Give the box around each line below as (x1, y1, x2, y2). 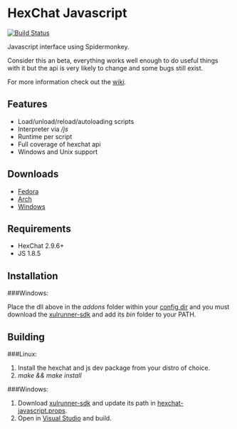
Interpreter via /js (17, 125, 69, 133)
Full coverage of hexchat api (17, 140, 101, 148)
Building (7, 331, 45, 343)
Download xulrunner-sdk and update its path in (17, 399, 157, 407)
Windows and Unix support (17, 148, 98, 156)
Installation (7, 269, 58, 282)
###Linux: (7, 350, 38, 358)
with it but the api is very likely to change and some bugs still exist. (7, 63, 204, 72)
